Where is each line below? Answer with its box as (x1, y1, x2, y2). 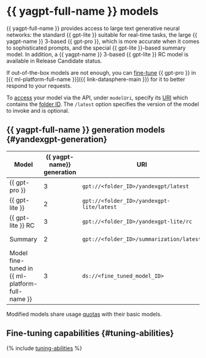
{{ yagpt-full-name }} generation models (6, 124, 166, 135)
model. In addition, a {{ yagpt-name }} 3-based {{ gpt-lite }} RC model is (6, 50, 189, 58)
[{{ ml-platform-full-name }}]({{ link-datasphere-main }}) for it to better (6, 75, 186, 83)
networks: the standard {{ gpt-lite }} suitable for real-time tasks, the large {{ (6, 31, 197, 38)
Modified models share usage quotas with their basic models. (6, 310, 162, 318)
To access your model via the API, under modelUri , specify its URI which (6, 94, 188, 101)
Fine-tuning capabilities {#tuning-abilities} (6, 328, 174, 338)
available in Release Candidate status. (6, 57, 102, 64)
